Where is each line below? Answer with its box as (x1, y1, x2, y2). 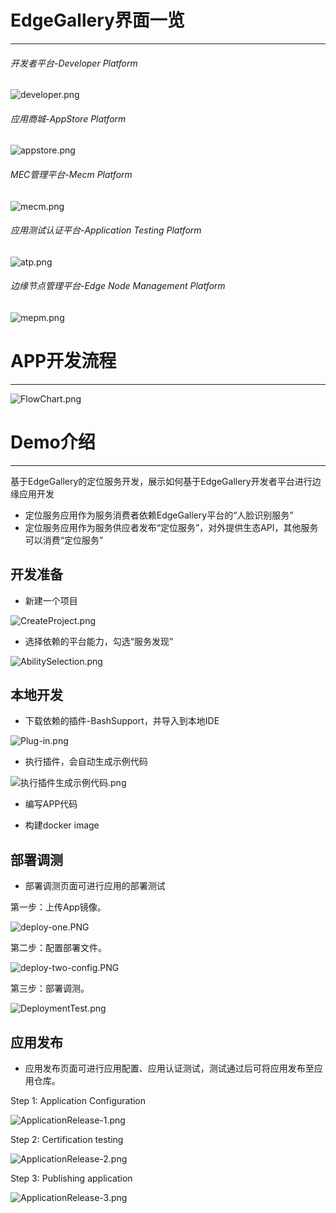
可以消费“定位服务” (24, 534, 104, 546)
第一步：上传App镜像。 (10, 901, 107, 913)
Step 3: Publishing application (10, 1172, 133, 1185)
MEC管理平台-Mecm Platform (10, 168, 133, 180)
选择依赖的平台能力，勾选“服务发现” (24, 635, 174, 647)
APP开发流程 (10, 350, 117, 373)
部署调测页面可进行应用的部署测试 (24, 880, 166, 892)
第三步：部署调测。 (10, 982, 90, 995)
